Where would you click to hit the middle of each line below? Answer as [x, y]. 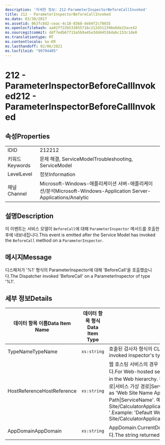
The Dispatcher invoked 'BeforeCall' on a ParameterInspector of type [80, 276]
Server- [141, 191]
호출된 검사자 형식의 [131, 349]
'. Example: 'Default [131, 413]
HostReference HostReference [42, 391]
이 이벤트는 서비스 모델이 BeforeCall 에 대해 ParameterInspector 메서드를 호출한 [82, 229]
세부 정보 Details [29, 298]
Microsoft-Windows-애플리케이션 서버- [85, 184]
